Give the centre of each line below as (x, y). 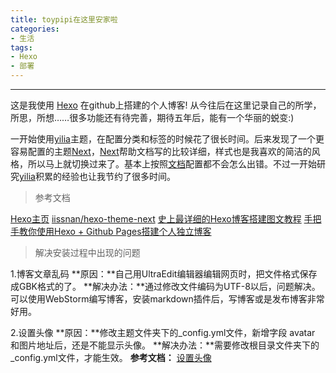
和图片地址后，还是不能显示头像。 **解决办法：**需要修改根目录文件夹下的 (165, 345)
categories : (35, 29)
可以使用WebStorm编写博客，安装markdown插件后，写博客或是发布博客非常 (167, 299)
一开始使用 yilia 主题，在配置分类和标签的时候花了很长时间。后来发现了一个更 (167, 139)
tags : (21, 47)
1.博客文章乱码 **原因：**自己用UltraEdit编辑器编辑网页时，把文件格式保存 (164, 274)
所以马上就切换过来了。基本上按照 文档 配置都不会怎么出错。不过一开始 (172, 164)
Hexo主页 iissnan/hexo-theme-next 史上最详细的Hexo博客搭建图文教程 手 (161, 219)
